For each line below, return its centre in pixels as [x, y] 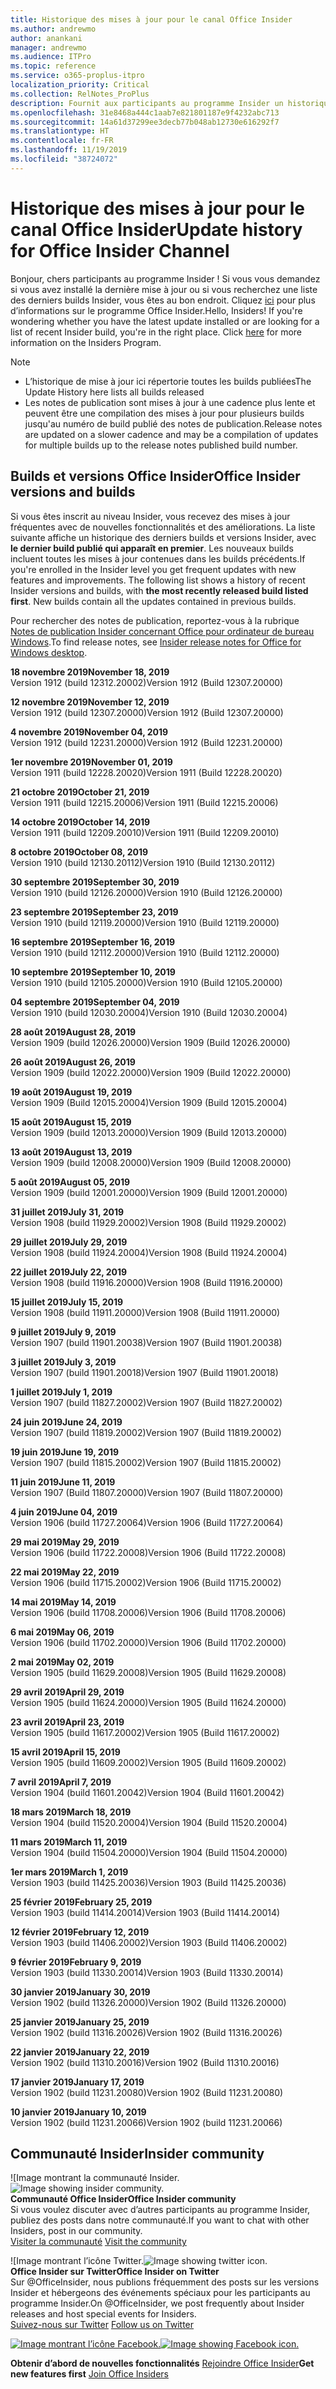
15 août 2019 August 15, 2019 [71, 1122]
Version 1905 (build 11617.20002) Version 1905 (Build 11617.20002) [145, 1732]
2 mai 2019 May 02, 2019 [62, 1662]
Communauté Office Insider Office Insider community [123, 2199]
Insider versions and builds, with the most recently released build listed [159, 590]
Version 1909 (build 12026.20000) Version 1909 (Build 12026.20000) [150, 1042]
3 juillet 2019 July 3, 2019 [63, 1362]
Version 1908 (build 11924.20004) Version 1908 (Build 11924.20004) [149, 1252]
